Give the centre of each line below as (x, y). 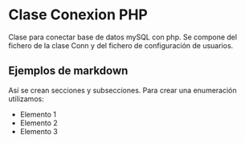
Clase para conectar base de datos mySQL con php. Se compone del (123, 37)
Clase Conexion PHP (78, 15)
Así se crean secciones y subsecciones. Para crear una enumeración (122, 90)
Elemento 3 (39, 131)
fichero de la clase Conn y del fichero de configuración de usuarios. (121, 45)
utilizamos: (26, 99)
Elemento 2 (39, 123)
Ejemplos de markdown (68, 71)
